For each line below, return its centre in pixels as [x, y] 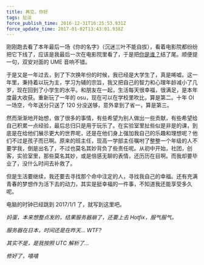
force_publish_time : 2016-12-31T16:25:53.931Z [66, 23]
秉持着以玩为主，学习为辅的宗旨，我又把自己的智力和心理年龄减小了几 [110, 82]
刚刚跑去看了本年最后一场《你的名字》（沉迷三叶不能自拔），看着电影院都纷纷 [102, 47]
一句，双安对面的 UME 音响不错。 [49, 62]
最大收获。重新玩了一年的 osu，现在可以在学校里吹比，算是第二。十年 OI [103, 98]
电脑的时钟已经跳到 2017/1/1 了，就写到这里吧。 [66, 204]
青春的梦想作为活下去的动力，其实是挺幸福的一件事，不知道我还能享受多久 [99, 184]
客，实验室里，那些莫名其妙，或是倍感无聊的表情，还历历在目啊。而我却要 [99, 156]
